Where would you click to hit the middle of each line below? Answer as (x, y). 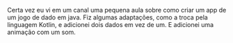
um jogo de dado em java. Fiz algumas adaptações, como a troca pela (108, 17)
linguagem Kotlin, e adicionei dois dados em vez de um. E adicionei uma (111, 25)
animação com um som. (42, 32)
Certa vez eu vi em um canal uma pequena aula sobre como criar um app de (117, 10)
